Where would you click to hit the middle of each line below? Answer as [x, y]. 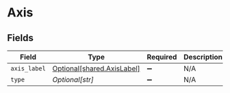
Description [203, 57]
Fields [21, 38]
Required [162, 57]
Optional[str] [73, 80]
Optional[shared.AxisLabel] [96, 68]
